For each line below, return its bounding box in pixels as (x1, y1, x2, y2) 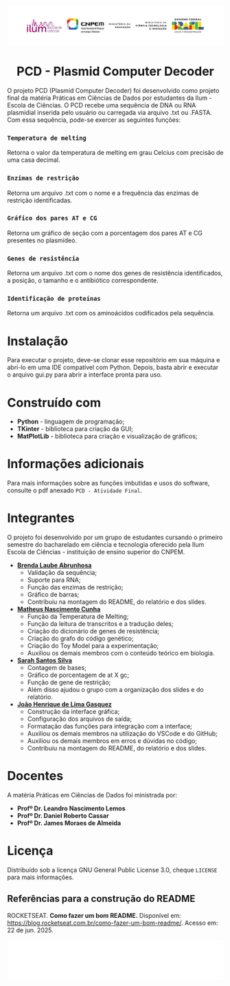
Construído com (7, 395, 102, 410)
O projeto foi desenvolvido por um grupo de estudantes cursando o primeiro (7, 533, 223, 542)
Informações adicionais (7, 457, 144, 472)
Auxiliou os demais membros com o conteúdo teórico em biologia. (27, 649, 215, 658)
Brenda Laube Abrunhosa (16, 561, 92, 569)
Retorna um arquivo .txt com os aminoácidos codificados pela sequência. (7, 309, 215, 317)
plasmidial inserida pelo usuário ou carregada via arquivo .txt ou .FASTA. (7, 108, 212, 116)
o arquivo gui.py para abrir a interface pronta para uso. (7, 370, 163, 379)
